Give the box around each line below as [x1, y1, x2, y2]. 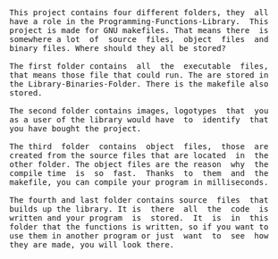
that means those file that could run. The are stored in [9, 71, 269, 79]
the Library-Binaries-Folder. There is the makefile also [9, 79, 269, 88]
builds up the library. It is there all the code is [9, 205, 269, 213]
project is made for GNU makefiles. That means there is [9, 26, 269, 35]
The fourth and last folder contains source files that [9, 196, 269, 205]
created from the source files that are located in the [9, 151, 269, 160]
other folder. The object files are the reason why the [9, 160, 269, 169]
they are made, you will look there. [9, 240, 175, 249]
